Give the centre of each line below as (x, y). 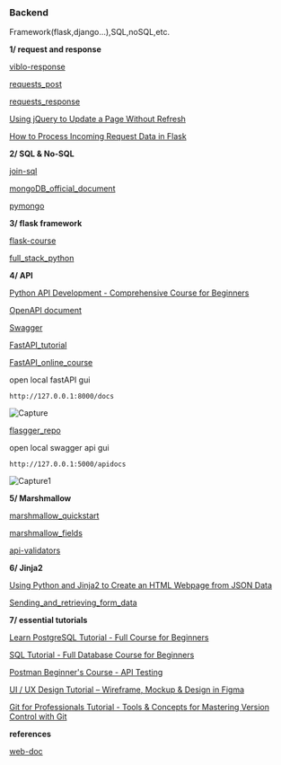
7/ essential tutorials (48, 620)
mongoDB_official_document (62, 189)
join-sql (23, 171)
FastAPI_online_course (51, 363)
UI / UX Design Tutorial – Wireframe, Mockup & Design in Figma (127, 690)
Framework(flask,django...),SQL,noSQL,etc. (90, 32)
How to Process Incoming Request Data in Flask (98, 136)
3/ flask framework (46, 224)
